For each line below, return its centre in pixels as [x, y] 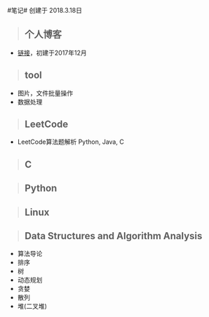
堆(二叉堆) [32, 306]
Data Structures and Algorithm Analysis [113, 236]
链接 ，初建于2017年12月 [52, 53]
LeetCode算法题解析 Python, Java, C [70, 142]
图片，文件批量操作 [45, 93]
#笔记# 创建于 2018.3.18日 [45, 10]
